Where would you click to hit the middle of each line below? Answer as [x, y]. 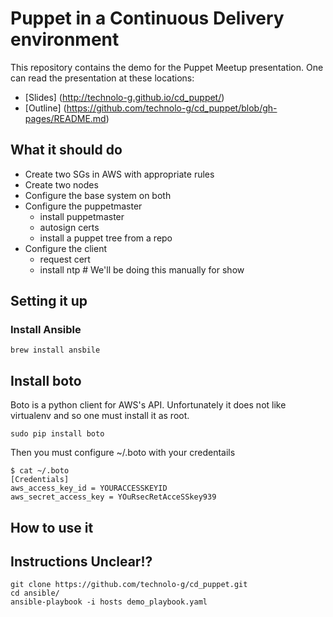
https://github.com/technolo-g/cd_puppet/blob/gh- [172, 108]
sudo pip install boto [57, 434]
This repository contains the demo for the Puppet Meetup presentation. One [167, 67]
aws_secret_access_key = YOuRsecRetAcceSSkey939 [113, 497]
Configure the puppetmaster [83, 206]
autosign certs [69, 227]
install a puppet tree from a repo [106, 238]
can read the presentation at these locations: [102, 78]
